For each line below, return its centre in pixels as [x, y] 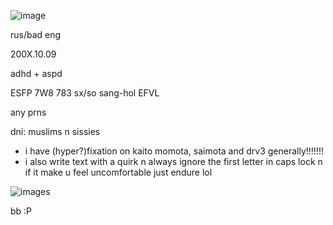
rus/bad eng [36, 34]
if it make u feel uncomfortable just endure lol [118, 172]
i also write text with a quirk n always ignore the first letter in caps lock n [173, 161]
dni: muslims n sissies [55, 131]
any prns [28, 112]
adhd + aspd [36, 73]
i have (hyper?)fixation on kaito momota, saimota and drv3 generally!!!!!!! [174, 151]
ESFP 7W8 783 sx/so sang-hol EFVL [85, 93]
